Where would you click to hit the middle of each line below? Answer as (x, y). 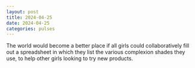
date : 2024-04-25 (28, 23)
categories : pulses (31, 29)
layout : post (23, 12)
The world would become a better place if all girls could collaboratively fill (98, 46)
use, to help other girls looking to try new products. (70, 58)
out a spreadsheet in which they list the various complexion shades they (96, 52)
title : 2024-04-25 (29, 17)
